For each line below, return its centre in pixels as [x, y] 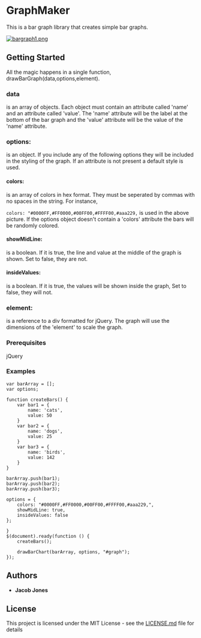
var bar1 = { [33, 405]
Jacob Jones [31, 590]
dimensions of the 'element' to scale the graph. [64, 327]
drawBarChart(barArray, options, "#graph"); [73, 552]
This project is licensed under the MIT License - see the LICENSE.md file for [100, 623]
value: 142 [41, 457]
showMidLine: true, [41, 510]
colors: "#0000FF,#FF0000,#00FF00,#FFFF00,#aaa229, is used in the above [97, 212]
